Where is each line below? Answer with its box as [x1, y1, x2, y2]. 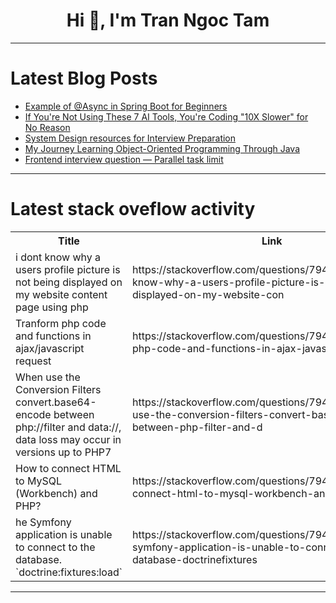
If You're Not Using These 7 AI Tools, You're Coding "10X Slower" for [24, 110, 309, 123]
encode [15, 407, 52, 421]
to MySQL [15, 474, 63, 488]
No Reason [24, 121, 71, 133]
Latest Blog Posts [10, 67, 158, 90]
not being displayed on [15, 275, 123, 289]
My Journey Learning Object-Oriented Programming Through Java [24, 142, 301, 154]
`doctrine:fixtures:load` [15, 565, 123, 579]
